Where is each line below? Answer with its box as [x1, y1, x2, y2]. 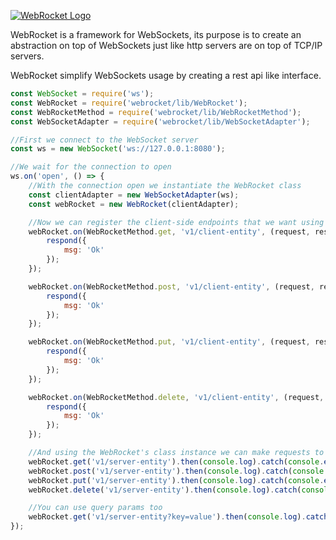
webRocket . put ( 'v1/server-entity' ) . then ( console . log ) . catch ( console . [28, 475, 325, 485]
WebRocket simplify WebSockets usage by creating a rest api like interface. [10, 70, 322, 81]
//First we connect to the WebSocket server [10, 135, 199, 145]
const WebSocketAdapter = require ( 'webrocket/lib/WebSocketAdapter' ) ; [10, 116, 311, 127]
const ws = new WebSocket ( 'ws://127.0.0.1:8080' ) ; [10, 144, 226, 154]
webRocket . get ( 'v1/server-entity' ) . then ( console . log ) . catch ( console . [28, 456, 325, 467]
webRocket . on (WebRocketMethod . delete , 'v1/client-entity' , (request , [28, 392, 325, 402]
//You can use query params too [28, 503, 163, 513]
